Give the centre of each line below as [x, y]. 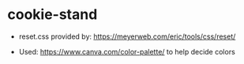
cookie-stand [53, 15]
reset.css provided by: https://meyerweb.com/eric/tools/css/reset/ [127, 36]
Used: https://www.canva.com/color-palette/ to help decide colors [127, 51]
